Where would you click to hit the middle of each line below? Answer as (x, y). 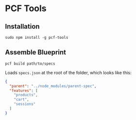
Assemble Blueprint (36, 52)
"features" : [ (24, 90)
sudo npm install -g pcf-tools (37, 37)
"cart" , (21, 100)
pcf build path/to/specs (30, 64)
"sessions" (25, 104)
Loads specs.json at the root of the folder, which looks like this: (68, 72)
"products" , (26, 95)
